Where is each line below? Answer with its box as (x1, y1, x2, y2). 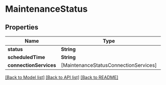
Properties (5, 23, 39, 31)
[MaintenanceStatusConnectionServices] (61, 62, 157, 68)
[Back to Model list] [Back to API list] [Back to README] (5, 75, 119, 80)
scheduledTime (7, 54, 45, 60)
